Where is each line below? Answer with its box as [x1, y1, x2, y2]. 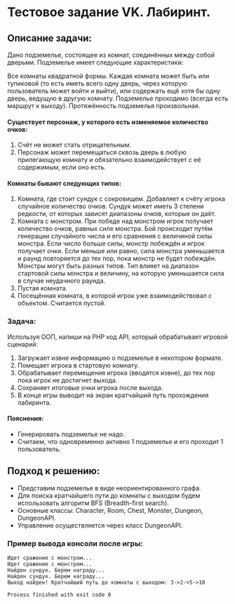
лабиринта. [17, 398, 51, 407]
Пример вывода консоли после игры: [7, 538, 144, 548]
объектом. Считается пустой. [17, 299, 107, 307]
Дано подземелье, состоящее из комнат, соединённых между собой [7, 51, 215, 59]
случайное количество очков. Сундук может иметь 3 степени [17, 202, 204, 210]
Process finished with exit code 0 [7, 591, 112, 598]
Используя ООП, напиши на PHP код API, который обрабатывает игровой [7, 333, 228, 341]
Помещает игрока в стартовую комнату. [17, 361, 140, 369]
